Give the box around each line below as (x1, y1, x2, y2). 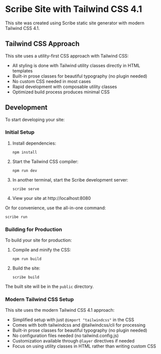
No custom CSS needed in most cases (12, 78, 91, 84)
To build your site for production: (5, 237, 72, 243)
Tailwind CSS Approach (5, 40, 80, 48)
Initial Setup (5, 129, 35, 136)
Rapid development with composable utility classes (12, 84, 117, 89)
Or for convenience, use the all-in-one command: (5, 205, 107, 211)
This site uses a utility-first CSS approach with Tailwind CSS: (5, 53, 129, 59)
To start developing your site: (5, 116, 65, 122)
